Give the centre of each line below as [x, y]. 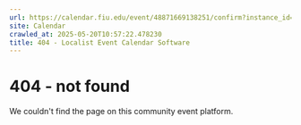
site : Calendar [38, 26]
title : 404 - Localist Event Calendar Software [100, 42]
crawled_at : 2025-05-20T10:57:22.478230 [86, 34]
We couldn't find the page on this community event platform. [121, 112]
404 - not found [69, 87]
